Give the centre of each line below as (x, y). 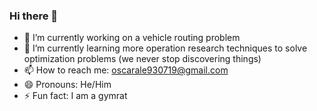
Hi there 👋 (34, 16)
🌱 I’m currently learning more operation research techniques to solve (165, 48)
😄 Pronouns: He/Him (67, 85)
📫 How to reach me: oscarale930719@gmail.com (126, 70)
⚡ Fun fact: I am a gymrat (75, 96)
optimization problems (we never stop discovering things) (142, 59)
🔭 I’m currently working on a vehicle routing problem (132, 38)
